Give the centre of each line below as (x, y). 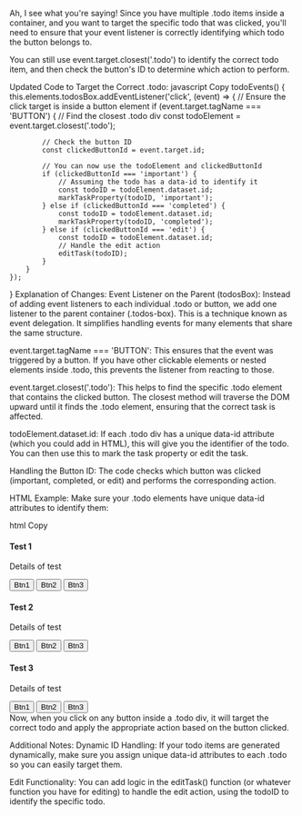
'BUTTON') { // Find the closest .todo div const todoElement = (125, 116)
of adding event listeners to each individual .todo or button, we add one (143, 304)
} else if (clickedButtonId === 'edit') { (124, 230)
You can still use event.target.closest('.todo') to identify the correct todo (144, 60)
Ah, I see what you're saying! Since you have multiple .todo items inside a (147, 13)
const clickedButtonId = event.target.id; (124, 150)
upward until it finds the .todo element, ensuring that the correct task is (142, 407)
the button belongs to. (51, 42)
